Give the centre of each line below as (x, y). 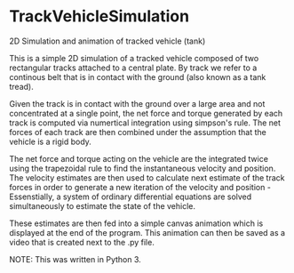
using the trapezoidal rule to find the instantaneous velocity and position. (143, 168)
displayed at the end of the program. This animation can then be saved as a (147, 232)
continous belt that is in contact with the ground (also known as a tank (138, 76)
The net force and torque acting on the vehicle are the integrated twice (139, 158)
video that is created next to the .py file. (82, 242)
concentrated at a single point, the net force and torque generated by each (146, 113)
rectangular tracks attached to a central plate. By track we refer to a (133, 68)
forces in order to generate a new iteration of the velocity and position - (140, 187)
